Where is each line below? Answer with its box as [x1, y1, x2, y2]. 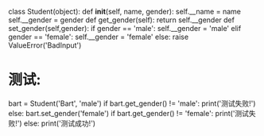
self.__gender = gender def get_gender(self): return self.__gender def [8, 15, 235, 25]
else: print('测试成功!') [23, 119, 96, 128]
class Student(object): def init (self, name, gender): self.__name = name [8, 7, 241, 16]
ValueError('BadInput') [8, 41, 82, 50]
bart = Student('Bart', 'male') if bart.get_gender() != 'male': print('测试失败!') [8, 99, 256, 108]
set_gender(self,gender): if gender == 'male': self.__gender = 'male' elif [8, 24, 242, 33]
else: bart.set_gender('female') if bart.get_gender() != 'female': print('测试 [8, 108, 249, 118]
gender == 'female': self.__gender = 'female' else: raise [8, 32, 189, 41]
